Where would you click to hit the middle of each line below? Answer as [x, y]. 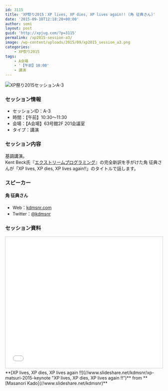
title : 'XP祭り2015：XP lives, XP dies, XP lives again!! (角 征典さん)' [80, 14]
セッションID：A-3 [31, 111]
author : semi [19, 24]
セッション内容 [23, 144]
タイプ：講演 [25, 130]
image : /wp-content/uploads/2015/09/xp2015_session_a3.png [68, 42]
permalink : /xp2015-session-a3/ [39, 38]
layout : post [19, 28]
